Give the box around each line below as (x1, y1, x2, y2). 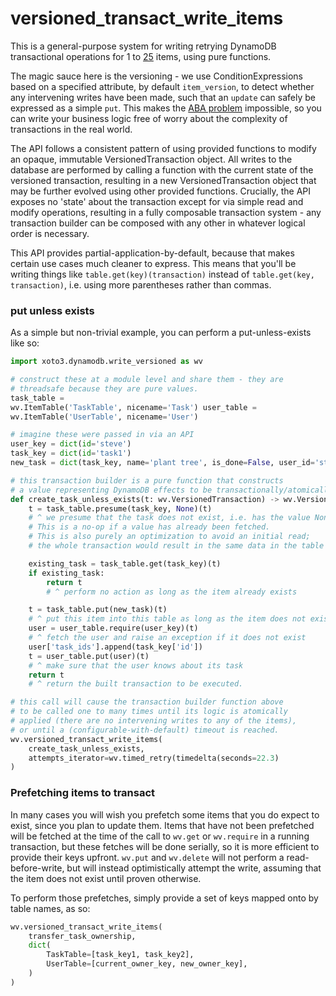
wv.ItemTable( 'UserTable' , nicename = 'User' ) (10, 412, 199, 422)
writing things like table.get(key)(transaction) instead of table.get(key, (10, 268, 315, 280)
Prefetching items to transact (10, 786, 156, 800)
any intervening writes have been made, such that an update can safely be (10, 91, 316, 103)
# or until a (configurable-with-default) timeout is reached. (10, 725, 280, 735)
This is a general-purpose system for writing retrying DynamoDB (10, 40, 277, 52)
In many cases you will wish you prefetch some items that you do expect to (10, 808, 320, 821)
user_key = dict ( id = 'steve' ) (10, 439, 132, 449)
